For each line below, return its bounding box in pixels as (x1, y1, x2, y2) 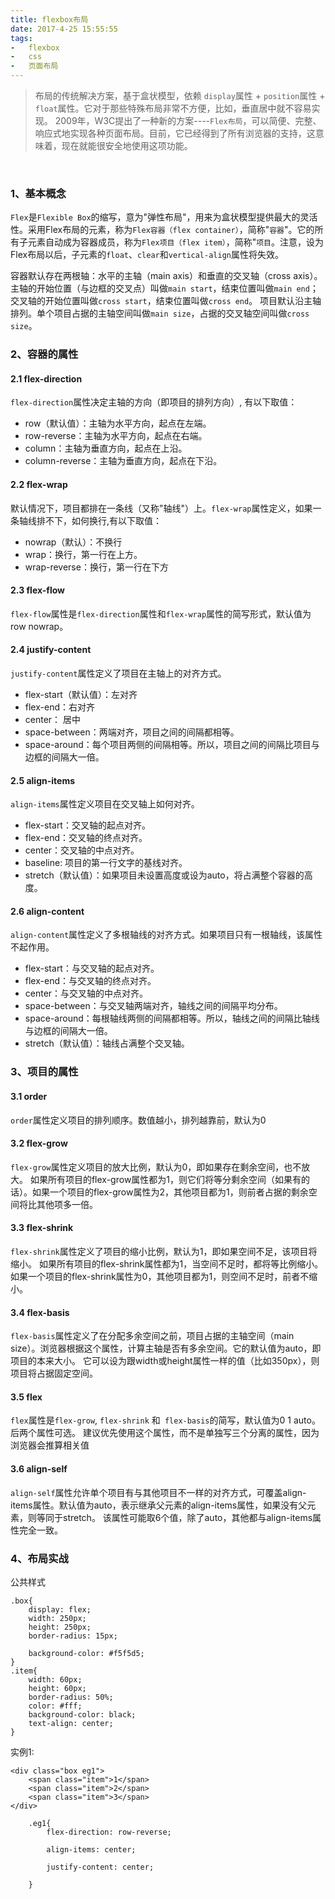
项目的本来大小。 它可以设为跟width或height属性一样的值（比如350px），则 (10, 1355, 320, 1367)
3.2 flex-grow (10, 1137, 68, 1150)
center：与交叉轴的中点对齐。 (24, 987, 149, 1000)
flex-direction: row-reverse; (46, 1827, 172, 1837)
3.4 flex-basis (10, 1306, 70, 1318)
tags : (10, 33, 33, 43)
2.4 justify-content (10, 644, 92, 656)
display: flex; (28, 1604, 92, 1615)
